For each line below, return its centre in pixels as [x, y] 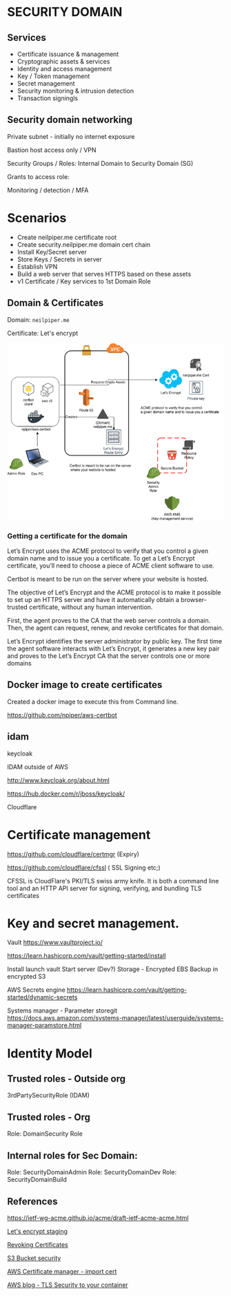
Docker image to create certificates [85, 685]
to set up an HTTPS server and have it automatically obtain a [93, 599]
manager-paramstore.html [44, 1025]
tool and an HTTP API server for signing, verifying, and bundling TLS [104, 888]
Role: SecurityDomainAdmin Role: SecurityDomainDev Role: [92, 1172]
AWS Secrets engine [36, 990]
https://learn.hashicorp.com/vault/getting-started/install [87, 956]
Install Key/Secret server [52, 252]
